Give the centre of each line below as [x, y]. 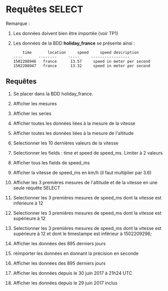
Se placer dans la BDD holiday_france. [53, 94]
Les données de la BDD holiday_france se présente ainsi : [74, 43]
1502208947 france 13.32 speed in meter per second [82, 66]
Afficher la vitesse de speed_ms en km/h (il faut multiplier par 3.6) [82, 172]
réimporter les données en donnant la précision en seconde [76, 253]
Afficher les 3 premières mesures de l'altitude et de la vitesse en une [85, 182]
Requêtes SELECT [45, 9]
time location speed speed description [81, 52]
